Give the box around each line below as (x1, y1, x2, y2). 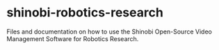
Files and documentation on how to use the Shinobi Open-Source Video (6, 27, 213, 36)
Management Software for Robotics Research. (6, 34, 139, 42)
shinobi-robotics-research (6, 5, 164, 21)
